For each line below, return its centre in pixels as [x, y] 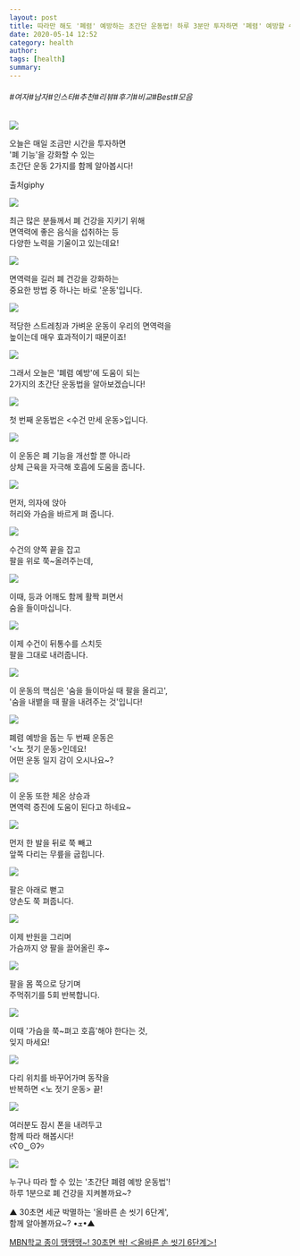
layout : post [33, 17]
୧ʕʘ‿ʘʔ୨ [27, 1146]
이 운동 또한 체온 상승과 [50, 796]
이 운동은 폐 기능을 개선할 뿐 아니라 [70, 456]
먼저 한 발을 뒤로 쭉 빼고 [51, 843]
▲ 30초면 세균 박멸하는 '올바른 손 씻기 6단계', [89, 1212]
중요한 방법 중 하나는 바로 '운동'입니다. [76, 290]
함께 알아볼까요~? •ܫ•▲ [52, 1224]
